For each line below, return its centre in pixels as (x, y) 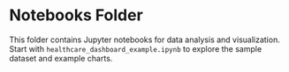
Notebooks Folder (76, 15)
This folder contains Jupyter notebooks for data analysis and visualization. (144, 40)
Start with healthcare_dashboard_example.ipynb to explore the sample (136, 48)
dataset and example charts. (61, 58)
